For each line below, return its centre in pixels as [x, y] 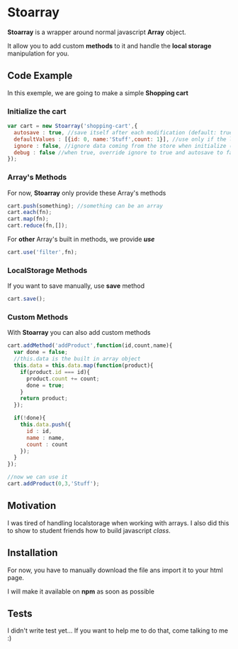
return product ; [44, 399]
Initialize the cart [37, 111]
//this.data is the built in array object [77, 359]
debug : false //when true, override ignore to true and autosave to [118, 152]
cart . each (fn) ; [30, 213]
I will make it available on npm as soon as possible [81, 591]
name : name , [45, 438]
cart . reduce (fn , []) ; [38, 226]
